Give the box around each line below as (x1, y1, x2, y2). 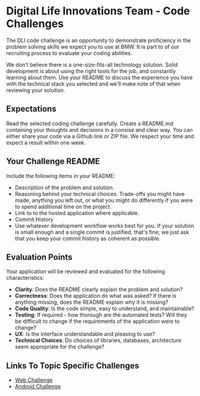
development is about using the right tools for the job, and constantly (6, 67, 176, 74)
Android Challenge (14, 383, 61, 390)
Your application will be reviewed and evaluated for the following (6, 268, 165, 275)
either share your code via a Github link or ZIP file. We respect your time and (6, 132, 194, 140)
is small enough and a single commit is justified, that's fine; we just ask (14, 228, 189, 235)
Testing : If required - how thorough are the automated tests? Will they (14, 312, 187, 319)
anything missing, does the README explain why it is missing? (14, 298, 168, 306)
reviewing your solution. (6, 86, 66, 93)
